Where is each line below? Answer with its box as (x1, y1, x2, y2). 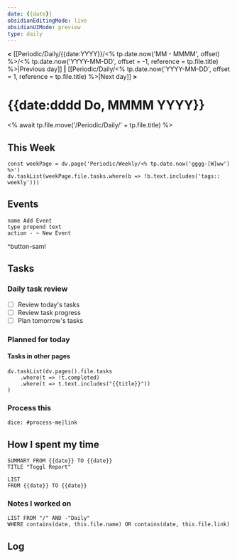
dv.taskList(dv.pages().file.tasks (7, 368, 113, 375)
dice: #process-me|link (7, 419, 78, 427)
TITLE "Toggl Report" (7, 463, 72, 470)
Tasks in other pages (7, 352, 71, 361)
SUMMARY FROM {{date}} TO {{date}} (7, 457, 113, 464)
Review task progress (17, 308, 82, 316)
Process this (7, 403, 52, 412)
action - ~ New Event (7, 229, 72, 237)
